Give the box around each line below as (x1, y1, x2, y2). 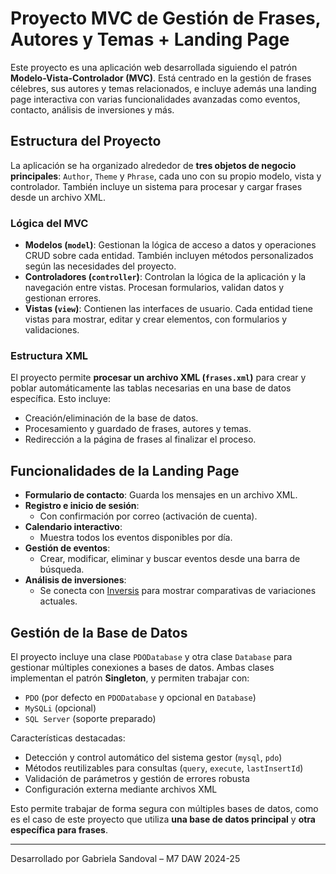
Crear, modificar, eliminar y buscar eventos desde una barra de (39, 553, 301, 565)
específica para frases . (10, 823, 108, 836)
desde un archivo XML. (10, 191, 106, 203)
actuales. (39, 595, 78, 607)
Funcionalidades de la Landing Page (10, 462, 240, 479)
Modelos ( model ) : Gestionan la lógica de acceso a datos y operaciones (24, 239, 317, 251)
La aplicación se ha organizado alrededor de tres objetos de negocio (10, 159, 297, 171)
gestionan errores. (24, 292, 102, 304)
